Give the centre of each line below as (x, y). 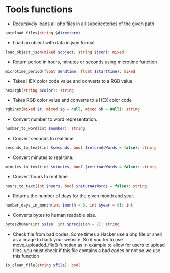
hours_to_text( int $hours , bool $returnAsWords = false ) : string (76, 186)
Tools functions (39, 9)
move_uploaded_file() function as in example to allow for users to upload (89, 245)
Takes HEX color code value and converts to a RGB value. (73, 81)
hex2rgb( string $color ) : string (39, 90)
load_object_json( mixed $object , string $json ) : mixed (65, 52)
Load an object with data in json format (54, 42)
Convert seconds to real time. (44, 139)
